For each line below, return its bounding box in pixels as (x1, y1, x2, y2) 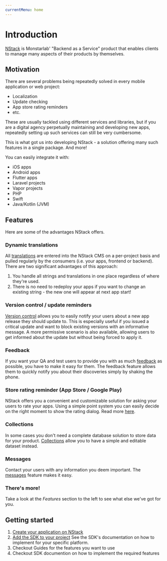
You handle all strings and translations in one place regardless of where (12, 273, 160, 279)
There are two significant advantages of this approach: (5, 263, 118, 269)
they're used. (12, 278, 40, 284)
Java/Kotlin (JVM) (12, 201, 50, 207)
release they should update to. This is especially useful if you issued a (5, 318, 149, 324)
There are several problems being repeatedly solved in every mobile (5, 78, 146, 84)
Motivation (5, 65, 40, 73)
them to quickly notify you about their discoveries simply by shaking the (5, 368, 153, 375)
